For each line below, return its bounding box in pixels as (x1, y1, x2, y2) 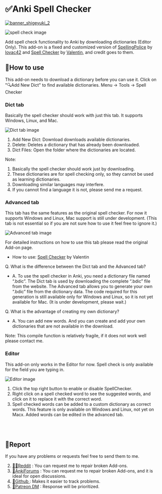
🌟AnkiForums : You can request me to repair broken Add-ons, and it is (12, 468, 153, 474)
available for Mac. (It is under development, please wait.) (12, 299, 127, 305)
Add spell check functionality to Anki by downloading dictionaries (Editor (5, 39, 151, 45)
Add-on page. (5, 245, 33, 251)
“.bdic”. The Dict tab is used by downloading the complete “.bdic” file (12, 278, 151, 284)
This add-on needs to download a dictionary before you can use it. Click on (5, 76, 157, 82)
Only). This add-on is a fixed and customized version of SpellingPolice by (5, 44, 153, 50)
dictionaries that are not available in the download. (12, 323, 114, 329)
